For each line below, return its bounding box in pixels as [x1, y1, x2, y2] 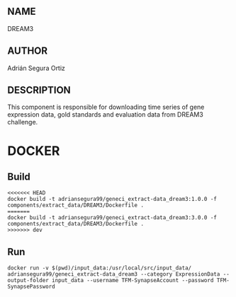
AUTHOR [7, 45, 48, 57]
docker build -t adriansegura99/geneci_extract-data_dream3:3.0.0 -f [7, 214, 218, 221]
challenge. [7, 118, 38, 127]
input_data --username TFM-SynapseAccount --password [52, 277, 214, 284]
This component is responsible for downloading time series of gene [7, 103, 205, 112]
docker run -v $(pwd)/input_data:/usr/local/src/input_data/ [7, 264, 192, 272]
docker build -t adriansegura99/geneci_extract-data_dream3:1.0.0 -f [7, 196, 218, 203]
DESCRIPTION [7, 84, 71, 96]
